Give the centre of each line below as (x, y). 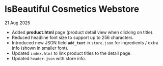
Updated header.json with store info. (49, 58)
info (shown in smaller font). (40, 48)
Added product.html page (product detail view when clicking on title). (82, 32)
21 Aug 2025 (17, 23)
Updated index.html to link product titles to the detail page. (72, 53)
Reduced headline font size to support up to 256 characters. (73, 37)
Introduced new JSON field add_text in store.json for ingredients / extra (85, 42)
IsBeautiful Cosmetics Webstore (72, 9)
